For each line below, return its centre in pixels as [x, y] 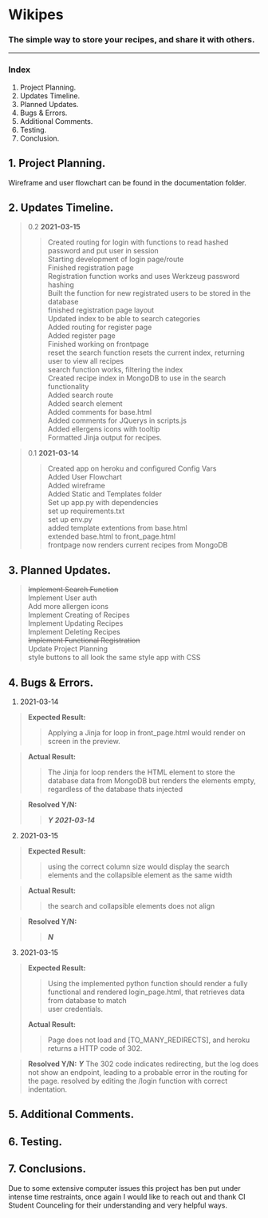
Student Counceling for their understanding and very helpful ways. [118, 1205]
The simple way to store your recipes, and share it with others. [132, 40]
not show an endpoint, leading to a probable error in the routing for [138, 1073]
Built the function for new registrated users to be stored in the [149, 293]
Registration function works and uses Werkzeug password [144, 277]
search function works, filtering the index [115, 370]
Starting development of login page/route [116, 259]
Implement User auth [62, 598]
